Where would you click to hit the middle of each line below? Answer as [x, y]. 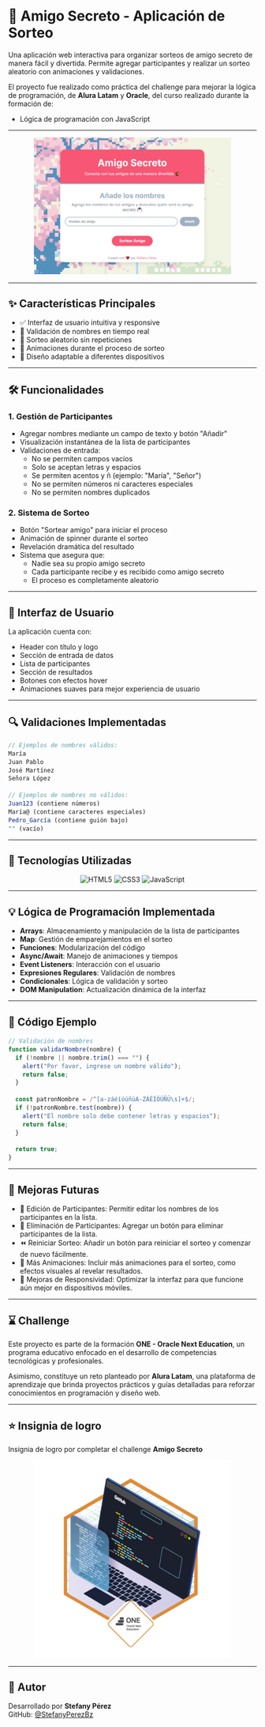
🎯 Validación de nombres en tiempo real [84, 332]
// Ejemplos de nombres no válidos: [68, 796]
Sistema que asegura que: [62, 555]
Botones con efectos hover [63, 681]
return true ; [37, 1149]
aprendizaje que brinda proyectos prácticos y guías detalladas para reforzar [131, 1384]
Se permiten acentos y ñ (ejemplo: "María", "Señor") [116, 476]
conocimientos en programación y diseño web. [84, 1393]
